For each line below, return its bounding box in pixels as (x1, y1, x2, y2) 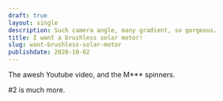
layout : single (8, 19, 59, 27)
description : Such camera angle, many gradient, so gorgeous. (8, 26, 217, 34)
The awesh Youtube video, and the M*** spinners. (8, 70, 176, 79)
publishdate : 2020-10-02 (8, 48, 90, 56)
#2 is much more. (8, 85, 66, 95)
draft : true (8, 11, 47, 20)
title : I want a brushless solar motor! (8, 33, 144, 42)
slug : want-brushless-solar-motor (8, 41, 123, 49)
